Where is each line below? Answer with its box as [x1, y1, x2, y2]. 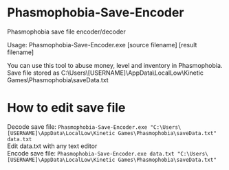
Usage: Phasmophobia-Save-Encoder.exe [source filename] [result [7, 40, 197, 49]
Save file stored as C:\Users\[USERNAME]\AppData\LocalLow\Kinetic [7, 69, 204, 77]
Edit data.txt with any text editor [7, 142, 98, 150]
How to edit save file [7, 100, 126, 116]
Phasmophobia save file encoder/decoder [7, 27, 126, 36]
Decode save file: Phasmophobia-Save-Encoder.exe [7, 122, 148, 131]
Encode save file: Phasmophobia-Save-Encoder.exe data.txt [7, 149, 175, 157]
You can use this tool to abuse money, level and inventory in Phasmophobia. [7, 61, 223, 69]
